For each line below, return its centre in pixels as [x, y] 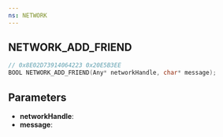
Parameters [37, 97]
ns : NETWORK [28, 15]
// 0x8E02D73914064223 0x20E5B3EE [65, 65]
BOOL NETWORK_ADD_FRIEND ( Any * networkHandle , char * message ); [112, 73]
